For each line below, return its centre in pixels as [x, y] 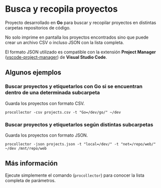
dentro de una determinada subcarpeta [52, 93]
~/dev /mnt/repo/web [26, 148]
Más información [31, 163]
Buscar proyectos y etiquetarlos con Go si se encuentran [74, 87]
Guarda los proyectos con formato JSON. [47, 135]
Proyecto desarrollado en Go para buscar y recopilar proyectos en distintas [80, 23]
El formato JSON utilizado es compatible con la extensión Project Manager [80, 52]
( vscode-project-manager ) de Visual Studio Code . [56, 57]
